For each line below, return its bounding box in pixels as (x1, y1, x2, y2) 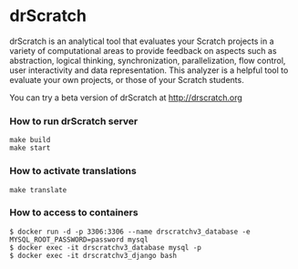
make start (9, 143, 51, 153)
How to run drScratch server (9, 115, 139, 128)
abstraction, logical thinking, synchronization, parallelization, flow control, (9, 55, 286, 66)
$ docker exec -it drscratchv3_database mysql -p (9, 243, 202, 252)
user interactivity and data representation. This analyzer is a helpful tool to (9, 65, 289, 76)
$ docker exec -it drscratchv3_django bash (9, 251, 178, 260)
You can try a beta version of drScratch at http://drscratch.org (9, 92, 243, 103)
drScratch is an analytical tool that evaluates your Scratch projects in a (9, 36, 275, 47)
